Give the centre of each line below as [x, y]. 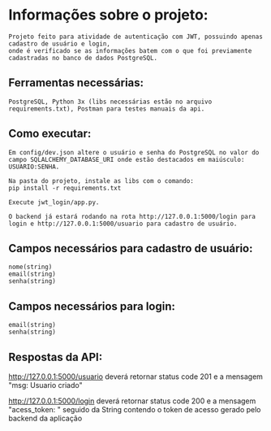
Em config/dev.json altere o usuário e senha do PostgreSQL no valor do [134, 152]
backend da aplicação [45, 418]
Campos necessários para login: [92, 306]
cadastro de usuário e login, [60, 44]
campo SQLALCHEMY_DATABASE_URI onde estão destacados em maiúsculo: [127, 159]
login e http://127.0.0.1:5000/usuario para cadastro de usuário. [123, 224]
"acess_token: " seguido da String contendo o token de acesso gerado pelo [135, 409]
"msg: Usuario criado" [45, 385]
